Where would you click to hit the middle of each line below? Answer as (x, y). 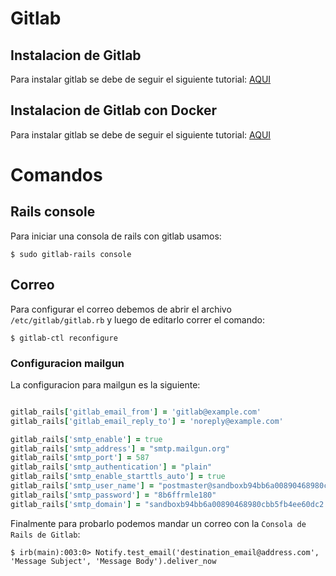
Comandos (56, 175)
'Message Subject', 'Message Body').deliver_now (113, 561)
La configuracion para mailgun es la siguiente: (105, 384)
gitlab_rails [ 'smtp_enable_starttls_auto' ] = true (118, 477)
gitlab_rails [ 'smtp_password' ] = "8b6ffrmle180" (113, 495)
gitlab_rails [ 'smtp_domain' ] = (75, 504)
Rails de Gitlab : (45, 534)
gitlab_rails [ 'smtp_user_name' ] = (82, 486)
